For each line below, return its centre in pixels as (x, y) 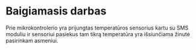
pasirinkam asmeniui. (32, 40)
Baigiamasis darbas (56, 11)
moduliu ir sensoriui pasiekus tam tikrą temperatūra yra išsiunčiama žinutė (98, 34)
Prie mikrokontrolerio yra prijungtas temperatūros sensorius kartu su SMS (97, 28)
